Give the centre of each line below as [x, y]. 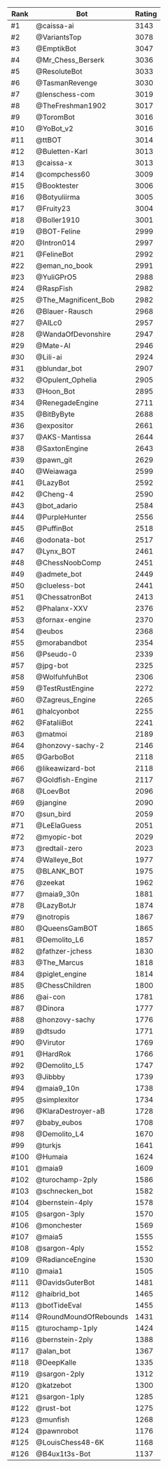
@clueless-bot [61, 585]
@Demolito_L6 [60, 940]
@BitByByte [55, 414]
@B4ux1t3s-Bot [63, 1454]
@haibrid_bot [58, 1294]
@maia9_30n [58, 894]
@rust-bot [54, 1408]
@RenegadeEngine [68, 403]
